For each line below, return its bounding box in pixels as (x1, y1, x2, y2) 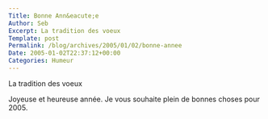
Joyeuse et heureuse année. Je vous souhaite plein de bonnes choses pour (8, 94, 260, 104)
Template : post (8, 34, 60, 43)
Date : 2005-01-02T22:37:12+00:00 (8, 49, 121, 57)
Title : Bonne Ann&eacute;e (8, 11, 99, 20)
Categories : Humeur (8, 57, 74, 65)
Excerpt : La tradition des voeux (8, 27, 121, 35)
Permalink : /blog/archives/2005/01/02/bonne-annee (8, 42, 182, 50)
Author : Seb (8, 19, 48, 27)
